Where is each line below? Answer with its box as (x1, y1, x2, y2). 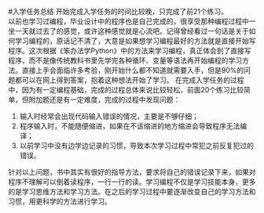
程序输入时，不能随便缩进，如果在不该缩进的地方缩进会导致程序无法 (19, 121, 240, 131)
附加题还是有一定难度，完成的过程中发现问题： (28, 95, 181, 104)
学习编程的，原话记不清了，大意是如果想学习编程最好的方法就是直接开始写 (14, 36, 256, 45)
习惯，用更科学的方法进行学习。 (8, 197, 112, 206)
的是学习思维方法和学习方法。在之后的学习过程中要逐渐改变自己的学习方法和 (8, 187, 256, 196)
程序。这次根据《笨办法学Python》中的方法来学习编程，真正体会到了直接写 (8, 46, 251, 55)
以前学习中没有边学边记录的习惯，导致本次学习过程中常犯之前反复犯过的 (19, 141, 254, 150)
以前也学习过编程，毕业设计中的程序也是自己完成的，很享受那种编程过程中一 (8, 16, 256, 26)
